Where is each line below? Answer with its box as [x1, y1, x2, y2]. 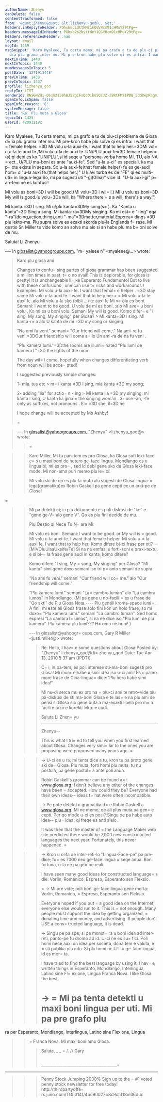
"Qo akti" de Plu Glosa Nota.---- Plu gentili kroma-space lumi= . [29, 600, 157, 606]
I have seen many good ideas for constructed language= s [41, 871, 158, 877]
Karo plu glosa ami [16, 258, 54, 263]
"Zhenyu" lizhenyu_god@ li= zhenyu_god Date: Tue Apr [41, 649, 152, 655]
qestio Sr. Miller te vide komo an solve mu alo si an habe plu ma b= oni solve [5, 224, 158, 230]
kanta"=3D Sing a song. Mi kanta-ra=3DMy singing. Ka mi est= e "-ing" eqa [5, 209, 157, 214]
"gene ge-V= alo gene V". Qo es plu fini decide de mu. [29, 512, 138, 518]
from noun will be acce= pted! [16, 362, 77, 368]
